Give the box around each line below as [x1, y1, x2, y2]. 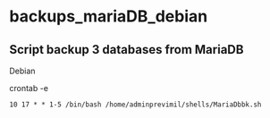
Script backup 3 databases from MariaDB [9, 42, 244, 57]
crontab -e [9, 83, 49, 93]
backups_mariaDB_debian [9, 6, 208, 27]
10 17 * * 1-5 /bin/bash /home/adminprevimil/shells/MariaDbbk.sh [9, 100, 262, 109]
